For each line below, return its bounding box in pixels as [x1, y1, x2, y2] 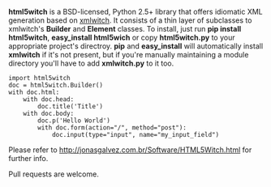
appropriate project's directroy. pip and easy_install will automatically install [8, 41, 264, 51]
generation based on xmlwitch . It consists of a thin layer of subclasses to [8, 15, 252, 25]
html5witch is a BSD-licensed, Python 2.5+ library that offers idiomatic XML [8, 7, 264, 16]
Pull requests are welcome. [8, 169, 99, 179]
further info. [8, 154, 49, 163]
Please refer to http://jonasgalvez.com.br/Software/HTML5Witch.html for [8, 145, 252, 155]
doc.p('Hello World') [37, 117, 111, 125]
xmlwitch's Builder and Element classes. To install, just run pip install [8, 24, 242, 33]
